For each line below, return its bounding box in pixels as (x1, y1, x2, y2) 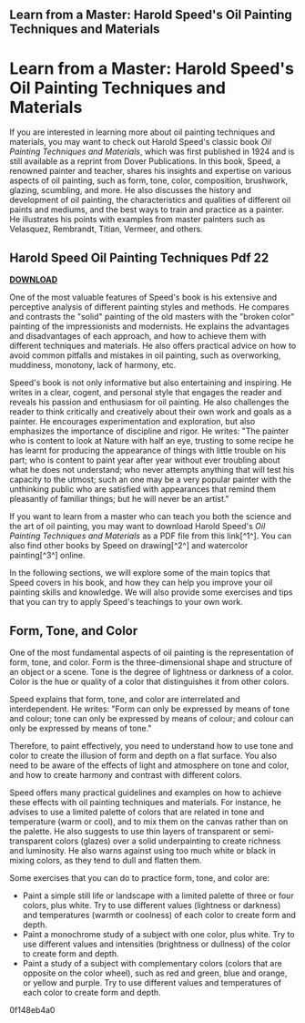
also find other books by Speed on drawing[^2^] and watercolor (9, 540, 249, 551)
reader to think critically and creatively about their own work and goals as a (9, 406, 292, 417)
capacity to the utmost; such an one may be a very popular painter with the (9, 474, 291, 486)
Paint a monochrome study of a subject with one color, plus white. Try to (22, 928, 295, 939)
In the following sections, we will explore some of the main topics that (9, 568, 270, 578)
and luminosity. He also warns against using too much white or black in (9, 844, 276, 855)
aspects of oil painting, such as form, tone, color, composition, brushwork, (9, 175, 289, 186)
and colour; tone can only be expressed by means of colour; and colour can (9, 712, 294, 723)
